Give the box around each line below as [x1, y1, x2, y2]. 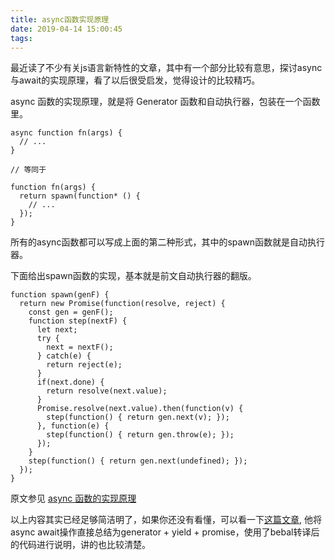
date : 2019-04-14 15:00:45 [10, 24, 123, 34]
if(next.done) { [36, 377, 105, 388]
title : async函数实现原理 [10, 14, 110, 25]
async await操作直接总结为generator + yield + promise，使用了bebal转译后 [10, 526, 320, 538]
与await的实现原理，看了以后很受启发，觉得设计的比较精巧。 [10, 74, 261, 86]
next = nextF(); [46, 342, 114, 353]
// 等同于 [10, 165, 47, 175]
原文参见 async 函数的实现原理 [10, 492, 137, 505]
